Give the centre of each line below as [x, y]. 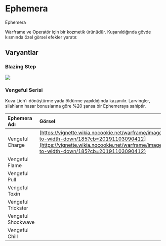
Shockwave [21, 222]
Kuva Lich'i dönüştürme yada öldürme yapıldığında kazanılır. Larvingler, [78, 101]
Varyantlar [22, 53]
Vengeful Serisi [24, 90]
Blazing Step [21, 67]
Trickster [18, 208]
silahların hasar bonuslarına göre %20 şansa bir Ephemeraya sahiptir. [76, 106]
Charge [16, 145]
